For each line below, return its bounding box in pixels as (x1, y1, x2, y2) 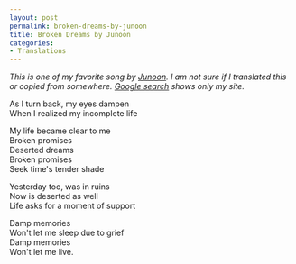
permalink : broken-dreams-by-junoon (9, 22, 147, 31)
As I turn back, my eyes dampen (9, 98, 130, 109)
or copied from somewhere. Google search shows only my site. (9, 81, 245, 92)
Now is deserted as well (9, 191, 99, 202)
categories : (9, 38, 54, 48)
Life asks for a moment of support (9, 200, 136, 212)
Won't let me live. (9, 247, 74, 258)
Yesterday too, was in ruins (9, 181, 110, 192)
